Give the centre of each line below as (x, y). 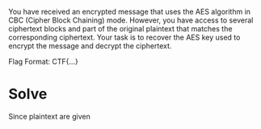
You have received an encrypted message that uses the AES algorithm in (130, 12)
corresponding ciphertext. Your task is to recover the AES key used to (124, 37)
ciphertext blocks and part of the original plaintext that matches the (120, 29)
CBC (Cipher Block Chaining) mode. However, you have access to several (131, 20)
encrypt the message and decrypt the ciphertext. (90, 46)
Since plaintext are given (49, 116)
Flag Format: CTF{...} (43, 61)
